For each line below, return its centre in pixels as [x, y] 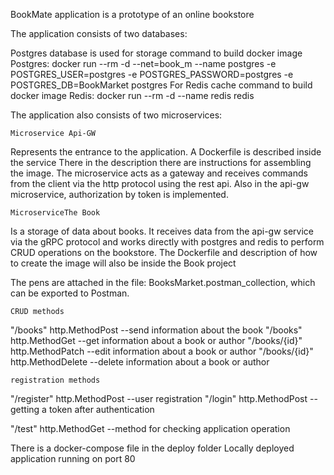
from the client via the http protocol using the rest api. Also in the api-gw [160, 183]
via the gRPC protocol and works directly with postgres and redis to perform [167, 242]
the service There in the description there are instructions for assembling [161, 162]
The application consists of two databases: [99, 33]
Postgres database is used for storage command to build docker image [156, 53]
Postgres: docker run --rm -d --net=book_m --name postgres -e [143, 63]
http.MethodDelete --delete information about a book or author [140, 362]
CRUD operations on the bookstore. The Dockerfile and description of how [164, 252]
